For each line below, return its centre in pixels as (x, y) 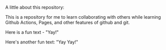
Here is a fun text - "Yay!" (32, 32)
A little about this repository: (35, 7)
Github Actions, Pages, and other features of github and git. (68, 22)
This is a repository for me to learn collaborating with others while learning (83, 17)
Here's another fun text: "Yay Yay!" (42, 42)
